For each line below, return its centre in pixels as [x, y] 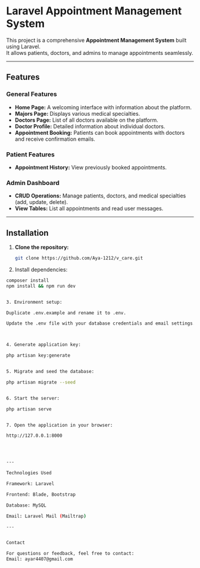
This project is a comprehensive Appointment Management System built [96, 40]
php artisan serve [29, 409]
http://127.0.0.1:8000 [34, 436]
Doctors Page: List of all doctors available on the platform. [87, 120]
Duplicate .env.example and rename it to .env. [66, 313]
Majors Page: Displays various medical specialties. [77, 113]
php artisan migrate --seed [41, 382]
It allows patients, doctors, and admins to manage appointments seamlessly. [100, 53]
